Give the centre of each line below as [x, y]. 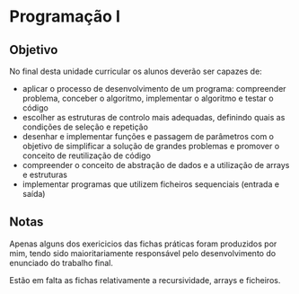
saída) [34, 194]
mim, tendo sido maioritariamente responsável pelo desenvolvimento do [143, 253]
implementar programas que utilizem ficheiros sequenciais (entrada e [151, 184]
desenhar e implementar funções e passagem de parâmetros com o [148, 136]
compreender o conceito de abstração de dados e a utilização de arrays [156, 165]
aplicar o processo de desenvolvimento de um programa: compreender [154, 89]
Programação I [65, 17]
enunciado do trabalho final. [62, 263]
